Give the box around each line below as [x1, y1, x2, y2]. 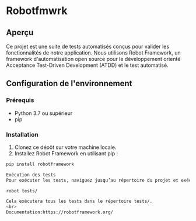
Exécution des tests [6, 172, 57, 178]
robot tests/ [6, 188, 38, 194]
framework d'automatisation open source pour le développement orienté [6, 56, 181, 62]
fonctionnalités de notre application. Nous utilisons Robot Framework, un [6, 49, 181, 56]
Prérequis [6, 96, 34, 104]
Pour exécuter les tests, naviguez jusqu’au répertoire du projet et [6, 177, 179, 183]
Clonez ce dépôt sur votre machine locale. [14, 144, 117, 151]
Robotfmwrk [6, 4, 68, 18]
